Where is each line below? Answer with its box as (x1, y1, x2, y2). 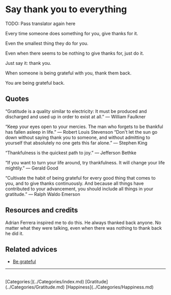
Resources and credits (5, 206, 78, 215)
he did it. (5, 230, 24, 236)
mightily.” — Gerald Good (5, 165, 59, 171)
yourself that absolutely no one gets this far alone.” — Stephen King (5, 139, 148, 146)
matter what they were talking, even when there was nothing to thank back (5, 225, 162, 231)
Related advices (5, 245, 58, 254)
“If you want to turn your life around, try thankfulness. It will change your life (5, 159, 165, 165)
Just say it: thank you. (5, 60, 51, 66)
